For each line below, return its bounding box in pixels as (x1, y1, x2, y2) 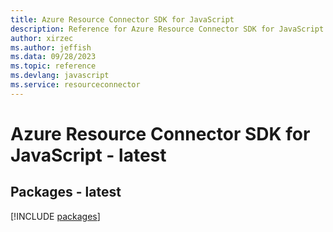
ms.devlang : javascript (10, 71, 110, 81)
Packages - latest (10, 184, 122, 201)
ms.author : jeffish (10, 42, 92, 53)
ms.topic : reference (10, 61, 97, 71)
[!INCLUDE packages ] (10, 210, 101, 222)
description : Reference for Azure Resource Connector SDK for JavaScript (10, 24, 325, 34)
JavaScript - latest (10, 144, 167, 166)
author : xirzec (10, 33, 74, 43)
